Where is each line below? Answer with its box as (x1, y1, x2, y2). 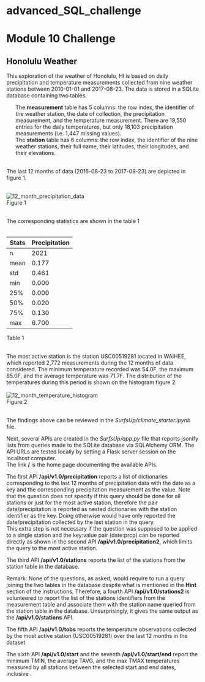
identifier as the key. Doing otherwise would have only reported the (6, 512, 176, 520)
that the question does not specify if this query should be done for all (6, 493, 181, 500)
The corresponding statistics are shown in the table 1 (6, 218, 140, 225)
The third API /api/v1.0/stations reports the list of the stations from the (6, 556, 185, 564)
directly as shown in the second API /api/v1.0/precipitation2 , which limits (6, 538, 193, 545)
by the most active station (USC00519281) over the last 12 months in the (6, 632, 188, 640)
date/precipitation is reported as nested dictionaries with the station (6, 506, 177, 513)
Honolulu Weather (6, 56, 78, 66)
